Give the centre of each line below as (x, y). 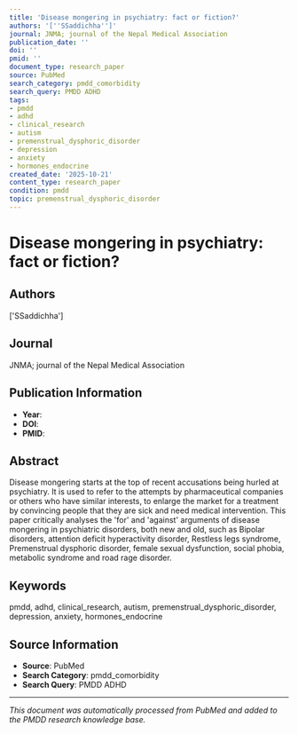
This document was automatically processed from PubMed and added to (143, 710)
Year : (32, 414)
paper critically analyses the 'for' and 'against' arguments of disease (134, 520)
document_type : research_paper (67, 67)
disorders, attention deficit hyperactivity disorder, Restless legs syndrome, (145, 539)
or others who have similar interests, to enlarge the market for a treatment (144, 501)
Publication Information (76, 393)
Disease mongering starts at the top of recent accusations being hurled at (144, 482)
